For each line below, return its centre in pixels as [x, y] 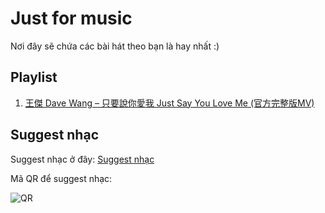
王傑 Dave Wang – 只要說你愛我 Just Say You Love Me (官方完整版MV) [169, 103]
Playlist [34, 77]
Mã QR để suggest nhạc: [61, 178]
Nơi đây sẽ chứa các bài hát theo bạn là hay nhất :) [115, 46]
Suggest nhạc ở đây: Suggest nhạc [82, 159]
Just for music [71, 18]
